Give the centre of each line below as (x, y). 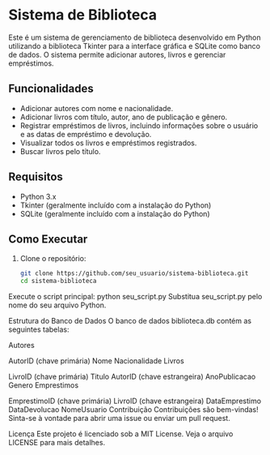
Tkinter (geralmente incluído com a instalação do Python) (116, 205)
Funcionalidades (51, 89)
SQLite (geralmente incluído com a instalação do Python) (115, 213)
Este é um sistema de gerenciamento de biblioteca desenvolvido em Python (135, 37)
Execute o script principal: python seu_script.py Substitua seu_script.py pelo (135, 297)
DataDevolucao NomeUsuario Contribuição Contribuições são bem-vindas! (133, 410)
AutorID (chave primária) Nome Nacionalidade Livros (96, 361)
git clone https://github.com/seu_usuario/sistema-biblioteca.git (134, 273)
